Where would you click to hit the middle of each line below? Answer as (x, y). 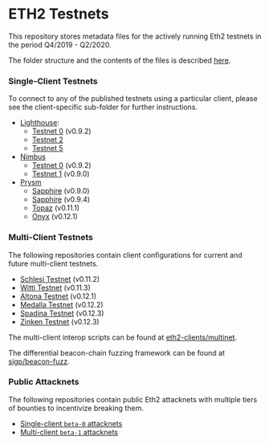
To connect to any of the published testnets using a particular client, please (133, 99)
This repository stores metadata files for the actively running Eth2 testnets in (135, 36)
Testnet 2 (48, 140)
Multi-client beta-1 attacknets (69, 432)
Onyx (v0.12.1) (55, 217)
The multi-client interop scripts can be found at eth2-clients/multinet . (123, 337)
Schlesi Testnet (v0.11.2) (60, 279)
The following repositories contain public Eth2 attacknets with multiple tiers (133, 399)
